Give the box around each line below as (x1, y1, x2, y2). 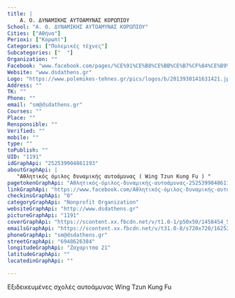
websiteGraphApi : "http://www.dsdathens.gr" (7, 206, 139, 213)
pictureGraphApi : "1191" (7, 212, 80, 219)
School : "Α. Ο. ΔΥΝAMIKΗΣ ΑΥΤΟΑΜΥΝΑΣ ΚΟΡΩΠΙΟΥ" (7, 23, 149, 30)
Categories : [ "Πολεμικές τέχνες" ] (7, 43, 108, 50)
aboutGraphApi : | (7, 166, 58, 173)
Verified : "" (7, 127, 45, 134)
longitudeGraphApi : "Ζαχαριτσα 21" (7, 244, 111, 252)
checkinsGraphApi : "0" (7, 192, 73, 199)
